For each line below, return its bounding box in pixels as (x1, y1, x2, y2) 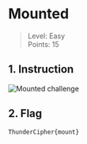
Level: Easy (27, 31, 66, 41)
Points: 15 (27, 39, 59, 49)
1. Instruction (8, 63, 74, 76)
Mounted (8, 5, 70, 23)
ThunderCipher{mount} (8, 128, 80, 136)
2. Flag (8, 107, 43, 120)
